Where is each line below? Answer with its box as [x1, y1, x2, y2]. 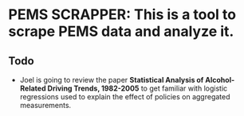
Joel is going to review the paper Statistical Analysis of [19, 75, 204, 84]
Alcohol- [205, 75, 235, 84]
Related [19, 83, 46, 93]
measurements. [19, 101, 72, 110]
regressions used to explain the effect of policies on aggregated [19, 92, 230, 101]
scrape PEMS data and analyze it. [8, 22, 234, 41]
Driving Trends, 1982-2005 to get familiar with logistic [47, 83, 228, 93]
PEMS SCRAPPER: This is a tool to [8, 6, 237, 24]
